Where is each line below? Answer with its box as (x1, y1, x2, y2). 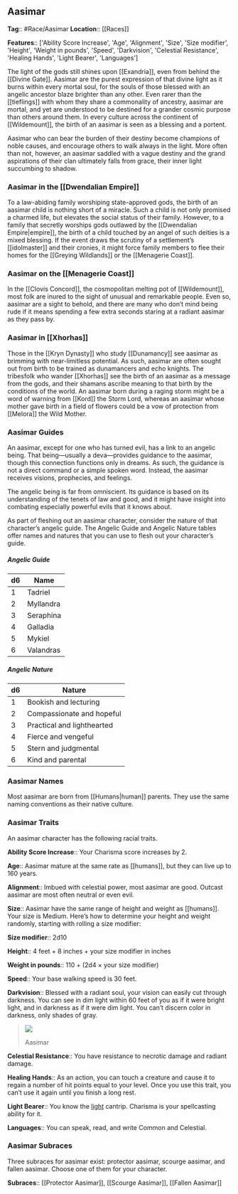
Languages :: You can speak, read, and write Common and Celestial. (7, 1123, 207, 1131)
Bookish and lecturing (27, 697, 100, 707)
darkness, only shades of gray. (7, 1011, 98, 1019)
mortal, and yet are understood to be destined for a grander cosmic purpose (7, 105, 231, 113)
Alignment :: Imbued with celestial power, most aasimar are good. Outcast (7, 883, 224, 891)
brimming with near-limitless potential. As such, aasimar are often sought (7, 356, 222, 365)
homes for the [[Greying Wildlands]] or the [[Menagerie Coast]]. (7, 251, 195, 260)
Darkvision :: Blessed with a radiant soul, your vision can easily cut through (7, 988, 227, 996)
